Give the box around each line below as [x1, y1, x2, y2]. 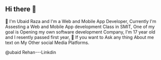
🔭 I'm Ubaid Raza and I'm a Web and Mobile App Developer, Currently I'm [5, 18, 156, 24]
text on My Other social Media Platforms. [5, 39, 89, 45]
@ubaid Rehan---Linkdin [5, 49, 56, 55]
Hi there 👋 [5, 5, 36, 13]
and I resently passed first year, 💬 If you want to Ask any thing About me [5, 34, 154, 40]
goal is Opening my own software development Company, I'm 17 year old [5, 28, 155, 35]
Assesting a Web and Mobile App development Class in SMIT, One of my [5, 23, 155, 29]
